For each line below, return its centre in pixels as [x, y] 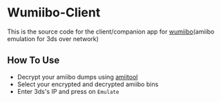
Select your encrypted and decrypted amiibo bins [88, 84]
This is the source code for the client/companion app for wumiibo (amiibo [111, 31]
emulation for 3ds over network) [53, 38]
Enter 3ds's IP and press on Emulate [68, 91]
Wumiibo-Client [54, 13]
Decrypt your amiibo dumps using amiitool [77, 77]
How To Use [33, 61]
